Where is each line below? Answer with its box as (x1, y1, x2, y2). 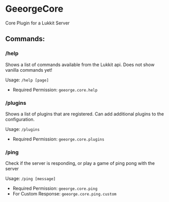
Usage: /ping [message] (5, 176, 56, 182)
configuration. (5, 116, 35, 122)
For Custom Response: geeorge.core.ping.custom (12, 191, 117, 197)
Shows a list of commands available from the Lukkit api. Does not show (5, 62, 155, 68)
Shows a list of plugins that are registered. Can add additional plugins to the (5, 110, 164, 117)
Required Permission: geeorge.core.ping (12, 185, 98, 191)
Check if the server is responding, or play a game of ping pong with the (5, 160, 155, 166)
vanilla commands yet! (5, 67, 52, 73)
